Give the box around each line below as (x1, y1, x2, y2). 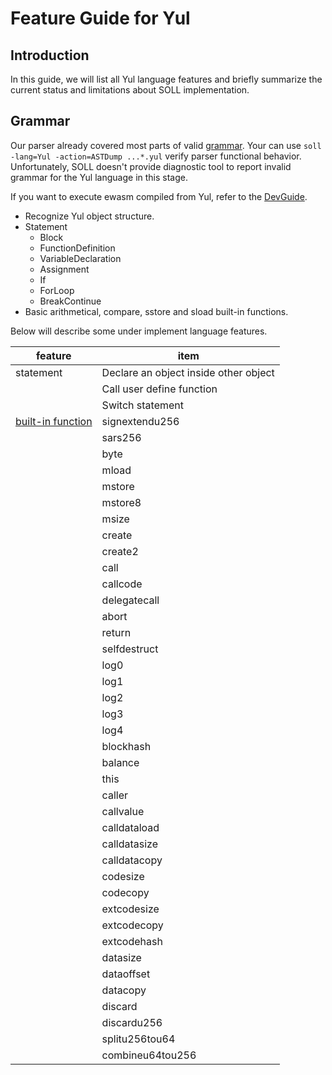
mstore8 (101, 495, 142, 509)
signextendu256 (101, 414, 180, 428)
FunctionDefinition (39, 242, 116, 254)
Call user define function (101, 382, 218, 396)
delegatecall (101, 593, 160, 607)
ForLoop (39, 284, 75, 296)
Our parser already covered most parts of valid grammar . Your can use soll (10, 139, 322, 151)
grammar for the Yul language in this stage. (10, 171, 188, 183)
